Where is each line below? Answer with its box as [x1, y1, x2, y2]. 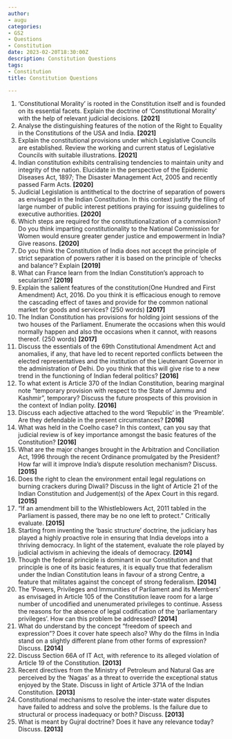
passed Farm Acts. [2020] [17, 181, 94, 189]
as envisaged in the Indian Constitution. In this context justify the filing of [17, 195, 225, 204]
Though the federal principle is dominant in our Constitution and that [17, 555, 213, 564]
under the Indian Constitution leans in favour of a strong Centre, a [17, 571, 205, 579]
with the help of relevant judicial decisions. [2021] [17, 114, 160, 123]
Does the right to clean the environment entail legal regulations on [17, 475, 206, 483]
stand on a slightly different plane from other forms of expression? [17, 636, 206, 645]
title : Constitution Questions [8, 74, 98, 82]
